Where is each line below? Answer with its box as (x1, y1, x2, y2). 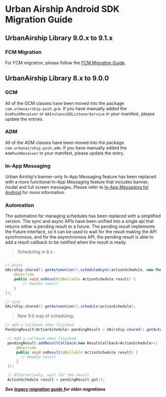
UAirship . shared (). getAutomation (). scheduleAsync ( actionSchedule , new (5, 267, 154, 273)
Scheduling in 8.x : (17, 249, 55, 255)
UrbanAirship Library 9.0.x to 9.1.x (5, 34, 113, 42)
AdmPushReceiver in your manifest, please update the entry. (5, 150, 124, 156)
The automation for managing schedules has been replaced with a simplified (5, 213, 161, 219)
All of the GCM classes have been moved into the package (5, 100, 124, 106)
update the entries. (5, 116, 44, 122)
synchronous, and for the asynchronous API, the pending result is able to (5, 234, 154, 240)
